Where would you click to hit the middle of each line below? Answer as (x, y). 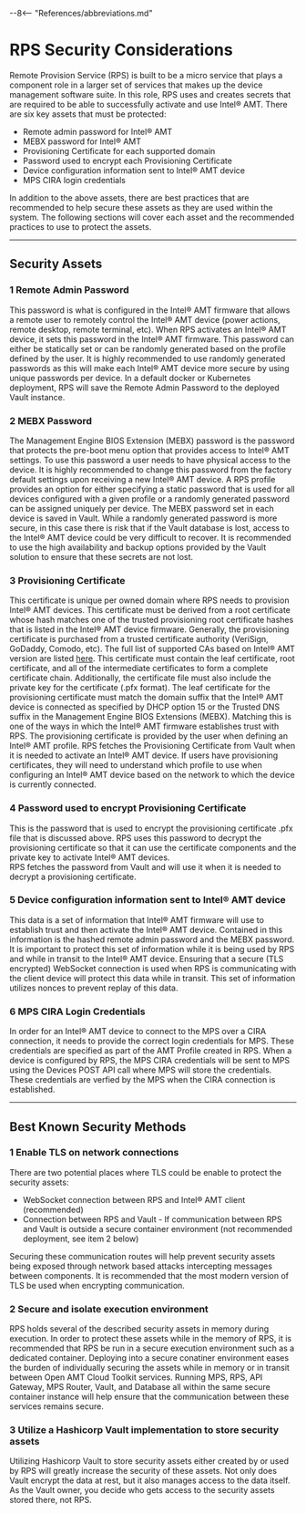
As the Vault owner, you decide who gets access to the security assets (142, 1490)
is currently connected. (53, 784)
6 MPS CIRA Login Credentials (77, 1011)
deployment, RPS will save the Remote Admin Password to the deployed (144, 388)
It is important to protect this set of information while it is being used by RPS (152, 949)
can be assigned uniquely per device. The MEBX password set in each (142, 508)
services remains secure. (57, 1406)
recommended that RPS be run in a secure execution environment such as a (152, 1348)
